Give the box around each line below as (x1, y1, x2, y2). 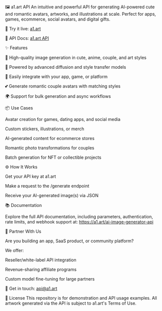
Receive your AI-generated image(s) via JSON (5, 193, 99, 198)
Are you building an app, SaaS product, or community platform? (5, 238, 134, 244)
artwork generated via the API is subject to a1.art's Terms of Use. (5, 300, 136, 306)
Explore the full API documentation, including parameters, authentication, (5, 214, 153, 220)
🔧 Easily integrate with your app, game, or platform (5, 74, 108, 80)
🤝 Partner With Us (5, 228, 42, 234)
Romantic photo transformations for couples (5, 145, 95, 151)
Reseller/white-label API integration (5, 257, 77, 263)
